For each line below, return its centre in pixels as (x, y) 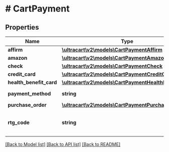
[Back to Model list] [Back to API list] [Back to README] (63, 144)
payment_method (29, 94)
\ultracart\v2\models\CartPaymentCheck (112, 66)
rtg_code (19, 122)
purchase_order (27, 105)
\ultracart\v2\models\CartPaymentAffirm (112, 50)
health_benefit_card (32, 82)
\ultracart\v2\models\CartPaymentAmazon (115, 58)
